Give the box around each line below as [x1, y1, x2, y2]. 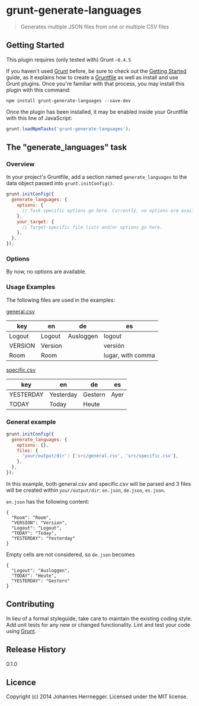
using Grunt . [6, 627, 37, 634]
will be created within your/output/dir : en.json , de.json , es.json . [6, 486, 166, 494]
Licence [6, 677, 37, 687]
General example [6, 418, 56, 426]
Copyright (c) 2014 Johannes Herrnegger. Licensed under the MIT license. [6, 693, 188, 700]
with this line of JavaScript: [6, 114, 73, 121]
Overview [6, 160, 35, 168]
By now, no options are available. [6, 268, 87, 275]
